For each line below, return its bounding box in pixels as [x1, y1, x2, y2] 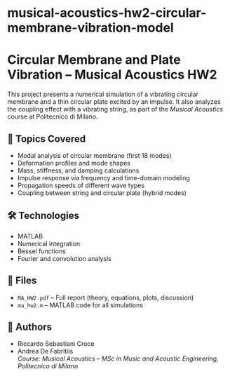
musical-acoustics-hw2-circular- [7, 5, 207, 21]
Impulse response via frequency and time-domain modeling [17, 173, 191, 182]
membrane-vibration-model [7, 20, 174, 36]
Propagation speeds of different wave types [17, 181, 145, 189]
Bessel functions [17, 247, 67, 255]
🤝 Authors [7, 321, 53, 333]
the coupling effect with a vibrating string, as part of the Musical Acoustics [7, 105, 223, 114]
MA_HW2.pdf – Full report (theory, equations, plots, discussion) [17, 293, 194, 302]
